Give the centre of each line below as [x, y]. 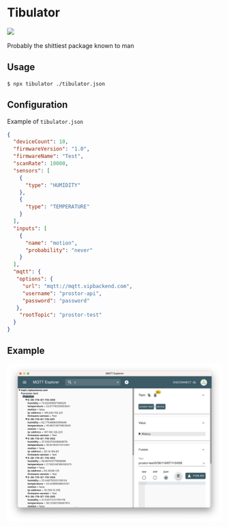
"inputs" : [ [30, 228]
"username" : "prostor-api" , [62, 293]
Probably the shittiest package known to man [71, 45]
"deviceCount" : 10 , [41, 142]
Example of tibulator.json [45, 121]
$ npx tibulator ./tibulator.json [56, 83]
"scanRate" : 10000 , [41, 164]
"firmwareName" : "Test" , [48, 156]
